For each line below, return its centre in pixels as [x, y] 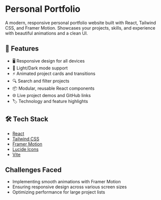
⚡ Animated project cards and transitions [54, 73]
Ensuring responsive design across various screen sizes [69, 187]
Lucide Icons [25, 149]
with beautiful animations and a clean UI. [46, 33]
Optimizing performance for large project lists [59, 192]
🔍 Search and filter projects [41, 81]
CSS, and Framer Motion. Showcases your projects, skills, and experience [80, 28]
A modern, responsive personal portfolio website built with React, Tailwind [81, 23]
